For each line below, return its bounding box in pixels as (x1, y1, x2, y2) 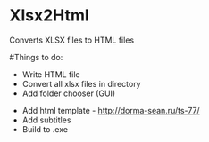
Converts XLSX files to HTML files (9, 35, 135, 45)
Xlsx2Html (9, 5, 89, 26)
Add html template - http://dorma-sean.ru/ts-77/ (21, 105, 200, 115)
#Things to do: (9, 51, 63, 62)
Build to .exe (21, 123, 69, 134)
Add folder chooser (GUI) (21, 88, 116, 99)
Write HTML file (21, 68, 80, 80)
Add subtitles (21, 114, 71, 125)
